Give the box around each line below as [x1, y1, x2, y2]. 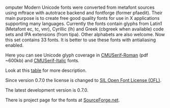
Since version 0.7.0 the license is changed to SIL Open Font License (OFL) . [5, 77, 162, 83]
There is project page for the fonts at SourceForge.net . [5, 97, 120, 103]
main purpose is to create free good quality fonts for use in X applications [5, 15, 160, 21]
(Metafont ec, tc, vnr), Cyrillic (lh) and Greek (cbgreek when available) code [5, 26, 164, 32]
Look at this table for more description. [5, 67, 87, 73]
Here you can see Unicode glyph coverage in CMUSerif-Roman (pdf [5, 52, 149, 58]
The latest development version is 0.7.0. [5, 87, 89, 93]
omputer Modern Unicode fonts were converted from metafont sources [5, 5, 155, 10]
